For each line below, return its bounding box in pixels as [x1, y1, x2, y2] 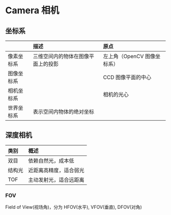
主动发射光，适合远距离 [28, 176, 85, 183]
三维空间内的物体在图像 [33, 53, 90, 60]
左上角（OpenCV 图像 [103, 53, 156, 60]
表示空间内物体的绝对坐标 [33, 108, 95, 115]
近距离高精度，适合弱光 [28, 167, 85, 174]
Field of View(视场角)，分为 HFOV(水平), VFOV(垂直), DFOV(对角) [5, 204, 142, 210]
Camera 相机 [5, 5, 60, 16]
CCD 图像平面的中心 [103, 74, 152, 80]
